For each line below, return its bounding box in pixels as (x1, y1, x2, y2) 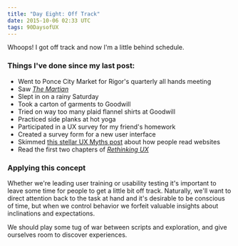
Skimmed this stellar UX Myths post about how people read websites (17, 137, 221, 146)
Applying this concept (7, 163, 86, 173)
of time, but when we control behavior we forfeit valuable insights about (7, 201, 219, 210)
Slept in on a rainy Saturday (17, 92, 99, 100)
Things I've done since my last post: (7, 61, 135, 71)
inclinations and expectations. (7, 209, 95, 218)
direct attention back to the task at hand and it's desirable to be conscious (7, 193, 226, 203)
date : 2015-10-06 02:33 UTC (7, 17, 91, 24)
